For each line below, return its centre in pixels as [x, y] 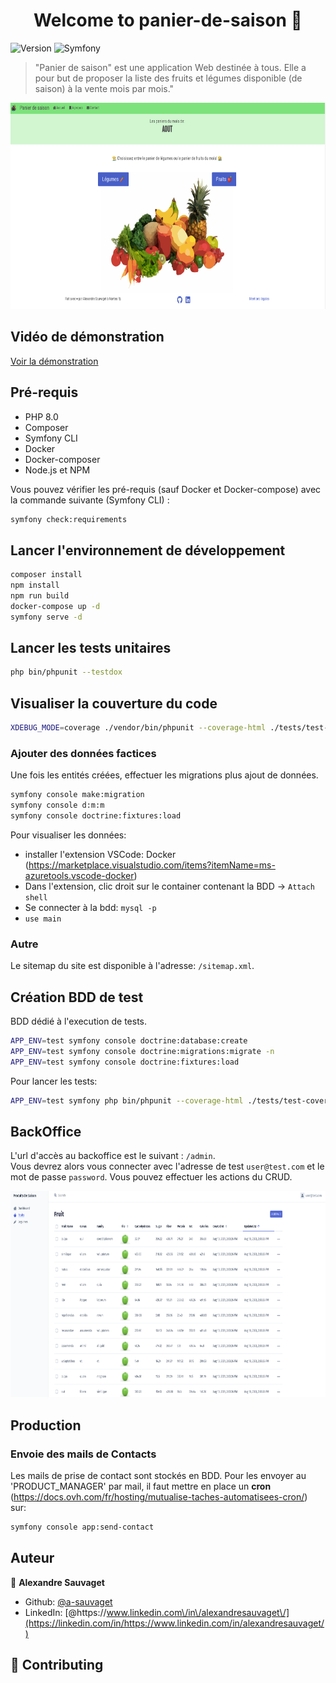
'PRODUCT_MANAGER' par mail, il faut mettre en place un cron [141, 1486]
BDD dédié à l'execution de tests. [79, 1021]
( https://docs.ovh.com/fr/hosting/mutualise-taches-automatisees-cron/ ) [159, 1497]
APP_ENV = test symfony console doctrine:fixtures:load [125, 1062]
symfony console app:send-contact [82, 1527]
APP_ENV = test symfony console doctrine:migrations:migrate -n [142, 1051]
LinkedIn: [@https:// [65, 1612]
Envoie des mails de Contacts [83, 1454]
